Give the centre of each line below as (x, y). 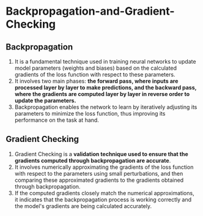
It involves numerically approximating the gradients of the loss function (104, 167)
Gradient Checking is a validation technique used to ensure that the (102, 154)
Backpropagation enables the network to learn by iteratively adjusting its (106, 107)
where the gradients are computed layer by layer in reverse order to (102, 94)
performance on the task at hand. (57, 120)
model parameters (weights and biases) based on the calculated (96, 68)
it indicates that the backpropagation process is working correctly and (103, 199)
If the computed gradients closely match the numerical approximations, (104, 193)
